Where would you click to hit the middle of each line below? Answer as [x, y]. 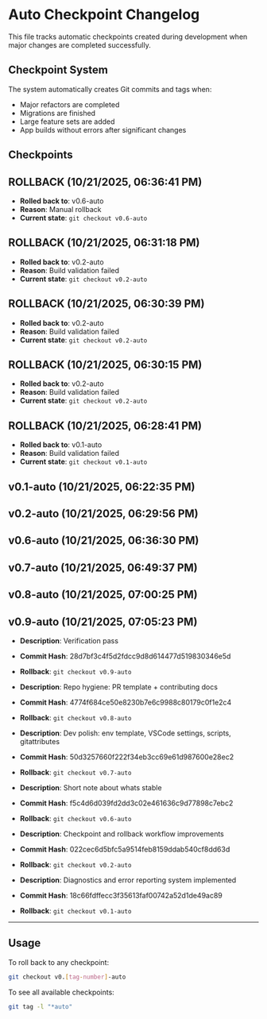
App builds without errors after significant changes [103, 129]
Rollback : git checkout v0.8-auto [75, 717]
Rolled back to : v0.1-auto [61, 445]
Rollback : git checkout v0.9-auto [75, 671]
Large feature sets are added [67, 122]
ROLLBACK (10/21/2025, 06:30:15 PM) [105, 364]
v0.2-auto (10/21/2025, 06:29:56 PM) [103, 513]
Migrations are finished [58, 113]
